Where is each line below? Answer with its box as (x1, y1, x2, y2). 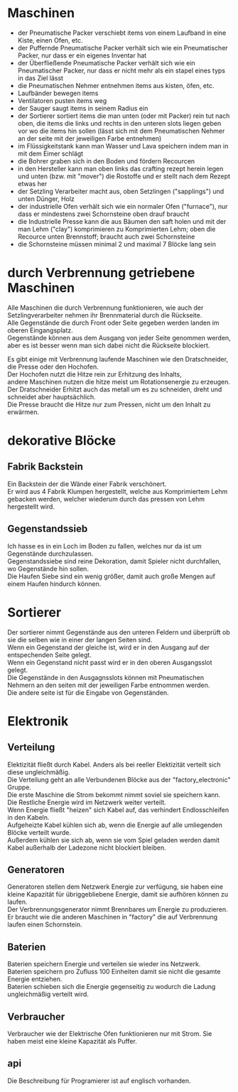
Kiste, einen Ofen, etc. (17, 36, 83, 44)
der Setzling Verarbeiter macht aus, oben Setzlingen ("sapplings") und (17, 187, 225, 195)
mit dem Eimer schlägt (17, 149, 84, 158)
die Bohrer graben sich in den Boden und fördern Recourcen (17, 156, 195, 165)
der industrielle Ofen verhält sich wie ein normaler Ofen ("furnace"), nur (17, 202, 229, 210)
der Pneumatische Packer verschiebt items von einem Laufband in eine (17, 28, 227, 37)
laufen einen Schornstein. (7, 920, 82, 929)
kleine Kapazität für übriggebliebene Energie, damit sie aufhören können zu (7, 890, 229, 899)
